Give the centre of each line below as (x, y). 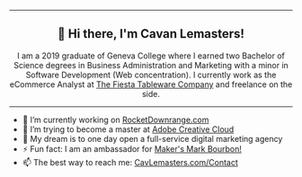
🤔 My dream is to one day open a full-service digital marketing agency (152, 138)
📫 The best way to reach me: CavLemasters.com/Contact (130, 162)
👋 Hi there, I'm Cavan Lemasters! (151, 34)
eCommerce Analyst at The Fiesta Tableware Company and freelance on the (151, 84)
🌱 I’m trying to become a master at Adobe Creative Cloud (128, 129)
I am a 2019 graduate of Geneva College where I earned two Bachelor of (151, 56)
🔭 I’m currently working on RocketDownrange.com (115, 119)
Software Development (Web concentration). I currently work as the (151, 75)
